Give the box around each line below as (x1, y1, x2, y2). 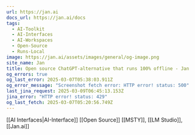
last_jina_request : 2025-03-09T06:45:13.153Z (6, 88, 124, 94)
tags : (6, 20, 20, 26)
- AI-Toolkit (12, 26, 45, 32)
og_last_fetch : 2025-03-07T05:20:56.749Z (6, 99, 113, 105)
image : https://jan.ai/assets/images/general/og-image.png (6, 54, 160, 60)
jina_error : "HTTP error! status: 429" (6, 94, 108, 100)
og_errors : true (6, 71, 48, 77)
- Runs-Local (12, 49, 45, 55)
